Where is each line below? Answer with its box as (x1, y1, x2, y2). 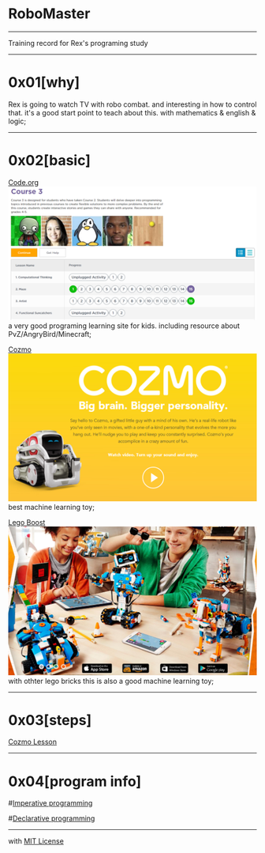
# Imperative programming (8, 798, 93, 808)
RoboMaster (8, 5, 91, 23)
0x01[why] (8, 74, 80, 92)
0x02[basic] (8, 152, 91, 170)
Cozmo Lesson (8, 737, 58, 747)
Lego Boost (8, 517, 46, 527)
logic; (8, 116, 26, 126)
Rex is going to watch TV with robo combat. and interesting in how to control (8, 100, 257, 109)
